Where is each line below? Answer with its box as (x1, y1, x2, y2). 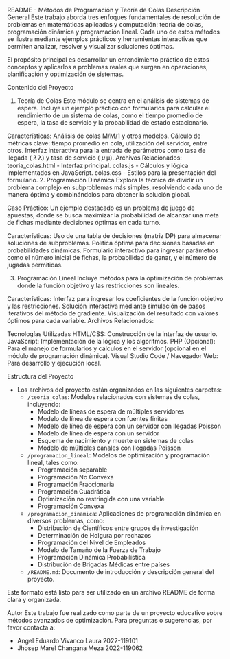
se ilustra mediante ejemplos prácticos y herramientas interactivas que (7, 35, 207, 43)
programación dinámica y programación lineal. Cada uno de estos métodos (7, 27, 220, 36)
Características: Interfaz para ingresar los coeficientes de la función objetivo (7, 295, 224, 302)
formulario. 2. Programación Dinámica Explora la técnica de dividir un (7, 176, 204, 184)
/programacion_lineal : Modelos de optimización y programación (27, 451, 211, 459)
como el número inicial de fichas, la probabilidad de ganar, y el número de (7, 254, 216, 261)
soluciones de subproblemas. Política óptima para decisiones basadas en (7, 239, 215, 247)
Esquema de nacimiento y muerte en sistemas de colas (37, 437, 194, 444)
